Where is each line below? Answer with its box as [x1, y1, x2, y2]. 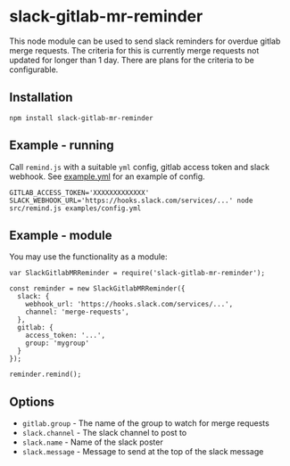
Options [9, 394, 55, 409]
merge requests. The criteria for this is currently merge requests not [9, 45, 260, 55]
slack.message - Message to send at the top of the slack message [21, 446, 264, 457]
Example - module [9, 227, 113, 242]
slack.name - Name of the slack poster [21, 437, 163, 447]
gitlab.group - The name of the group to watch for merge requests [21, 418, 269, 429]
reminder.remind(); [9, 370, 82, 380]
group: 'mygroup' [25, 339, 90, 348]
